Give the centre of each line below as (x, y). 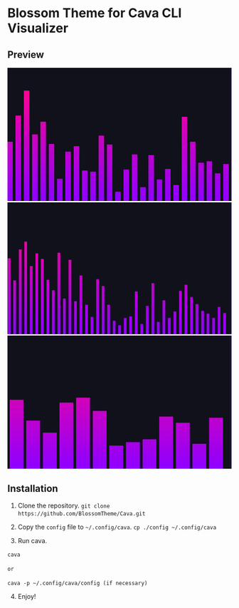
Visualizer (38, 28)
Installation (33, 489)
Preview (26, 55)
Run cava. (32, 541)
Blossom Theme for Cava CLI (95, 13)
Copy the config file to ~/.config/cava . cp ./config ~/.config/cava (117, 527)
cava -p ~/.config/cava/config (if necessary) (78, 583)
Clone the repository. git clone (64, 506)
